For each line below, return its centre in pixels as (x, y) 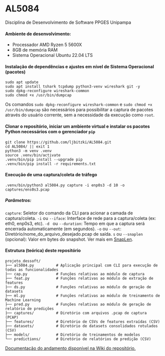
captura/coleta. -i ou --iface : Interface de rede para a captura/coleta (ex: (81, 218)
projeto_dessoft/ (23, 261)
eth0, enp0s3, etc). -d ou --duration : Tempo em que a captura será (75, 223)
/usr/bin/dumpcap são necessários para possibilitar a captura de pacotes (79, 110)
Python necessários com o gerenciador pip (50, 131)
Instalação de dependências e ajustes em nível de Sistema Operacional (80, 66)
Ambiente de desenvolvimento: (38, 34)
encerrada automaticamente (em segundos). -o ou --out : (63, 229)
